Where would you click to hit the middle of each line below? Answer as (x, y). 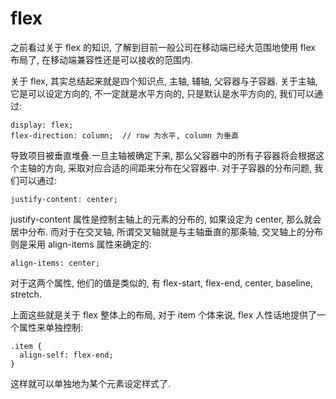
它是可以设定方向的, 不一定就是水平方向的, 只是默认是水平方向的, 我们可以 (162, 93)
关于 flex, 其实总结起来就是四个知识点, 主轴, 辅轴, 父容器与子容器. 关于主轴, (164, 81)
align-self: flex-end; (66, 355)
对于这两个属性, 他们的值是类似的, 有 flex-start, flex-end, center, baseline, (161, 283)
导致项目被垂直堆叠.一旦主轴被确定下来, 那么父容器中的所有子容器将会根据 (163, 155)
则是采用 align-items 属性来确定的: (81, 244)
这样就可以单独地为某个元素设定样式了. (91, 383)
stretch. (26, 294)
